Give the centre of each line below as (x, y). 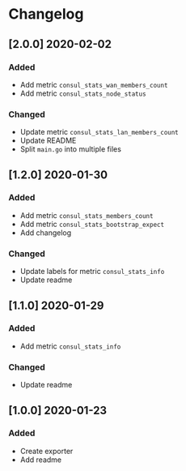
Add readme (41, 460)
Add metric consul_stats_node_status (83, 93)
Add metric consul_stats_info (70, 346)
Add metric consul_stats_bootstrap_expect (92, 224)
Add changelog (46, 233)
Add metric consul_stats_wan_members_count (94, 84)
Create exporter (46, 451)
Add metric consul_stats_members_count (87, 215)
